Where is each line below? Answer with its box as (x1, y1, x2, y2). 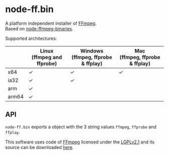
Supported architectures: (5, 35, 57, 41)
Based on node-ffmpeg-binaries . (5, 25, 73, 31)
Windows (80, 47, 104, 54)
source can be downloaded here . (5, 144, 74, 150)
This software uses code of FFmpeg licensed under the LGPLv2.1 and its (5, 139, 155, 145)
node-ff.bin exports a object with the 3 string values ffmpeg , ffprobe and (5, 124, 157, 130)
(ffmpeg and (31, 54, 62, 61)
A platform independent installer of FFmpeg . (5, 20, 97, 26)
